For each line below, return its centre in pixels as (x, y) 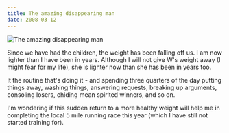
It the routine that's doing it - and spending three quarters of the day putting (114, 80)
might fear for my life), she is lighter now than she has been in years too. (109, 67)
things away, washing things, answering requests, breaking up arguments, (112, 87)
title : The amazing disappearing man (61, 13)
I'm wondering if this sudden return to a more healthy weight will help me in (114, 108)
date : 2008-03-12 (32, 20)
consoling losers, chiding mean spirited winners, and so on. (91, 94)
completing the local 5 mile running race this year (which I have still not (108, 115)
